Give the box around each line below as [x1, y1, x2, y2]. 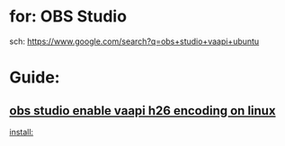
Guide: [9, 67, 60, 88]
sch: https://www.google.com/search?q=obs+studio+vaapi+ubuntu [9, 36, 260, 47]
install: [9, 126, 34, 137]
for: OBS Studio [9, 6, 128, 27]
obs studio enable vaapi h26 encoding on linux [9, 103, 276, 118]
